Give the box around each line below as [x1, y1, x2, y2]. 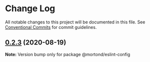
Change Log [5, 3, 55, 14]
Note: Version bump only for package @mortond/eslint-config [5, 51, 130, 57]
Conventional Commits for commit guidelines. [5, 24, 97, 30]
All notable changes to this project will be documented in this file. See [5, 19, 146, 25]
